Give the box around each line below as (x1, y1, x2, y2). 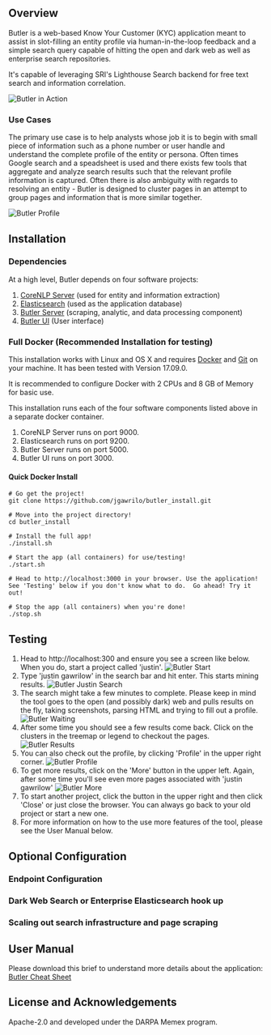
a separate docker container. (8, 412, 104, 422)
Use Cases (8, 113, 52, 125)
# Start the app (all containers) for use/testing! (8, 554, 186, 562)
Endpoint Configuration (8, 874, 103, 885)
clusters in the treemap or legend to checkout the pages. (19, 731, 210, 741)
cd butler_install (8, 518, 70, 526)
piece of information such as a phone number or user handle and (8, 141, 225, 151)
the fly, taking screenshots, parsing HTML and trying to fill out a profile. (19, 705, 259, 715)
